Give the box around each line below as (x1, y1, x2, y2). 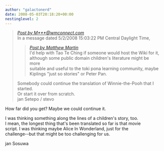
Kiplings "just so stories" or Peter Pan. (29, 71, 107, 77)
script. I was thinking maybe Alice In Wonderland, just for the (5, 126, 129, 132)
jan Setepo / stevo (17, 96, 54, 102)
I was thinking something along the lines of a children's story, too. (5, 115, 139, 121)
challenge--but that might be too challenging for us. (5, 131, 110, 137)
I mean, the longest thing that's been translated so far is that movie (5, 120, 141, 126)
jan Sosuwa (5, 141, 29, 147)
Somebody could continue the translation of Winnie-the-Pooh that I (17, 80, 154, 86)
